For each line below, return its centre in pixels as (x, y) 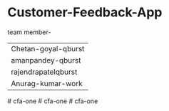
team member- (29, 32)
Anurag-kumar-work (47, 83)
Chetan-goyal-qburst (48, 48)
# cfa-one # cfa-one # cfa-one (53, 101)
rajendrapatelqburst (44, 72)
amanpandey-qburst (46, 60)
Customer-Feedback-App (85, 12)
